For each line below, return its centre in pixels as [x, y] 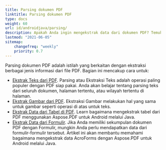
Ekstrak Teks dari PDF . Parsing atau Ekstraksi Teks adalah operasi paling [86, 80]
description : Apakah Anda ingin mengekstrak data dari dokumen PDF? [77, 33]
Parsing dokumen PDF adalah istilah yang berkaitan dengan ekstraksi [76, 65]
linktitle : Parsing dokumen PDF [38, 14]
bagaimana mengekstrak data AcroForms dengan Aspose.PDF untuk [82, 138]
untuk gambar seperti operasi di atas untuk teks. [62, 106]
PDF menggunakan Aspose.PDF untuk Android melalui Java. [74, 117]
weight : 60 [16, 24]
